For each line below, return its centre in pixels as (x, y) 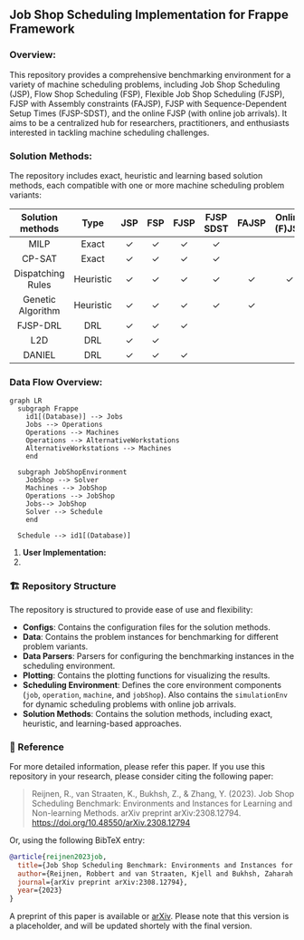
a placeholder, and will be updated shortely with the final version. (131, 926)
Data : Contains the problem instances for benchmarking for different (150, 636)
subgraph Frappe (48, 409)
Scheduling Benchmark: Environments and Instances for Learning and (162, 803)
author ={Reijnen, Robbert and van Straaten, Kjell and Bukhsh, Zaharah (156, 874)
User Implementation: (64, 553)
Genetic (39, 299)
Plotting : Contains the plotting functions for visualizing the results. (146, 675)
